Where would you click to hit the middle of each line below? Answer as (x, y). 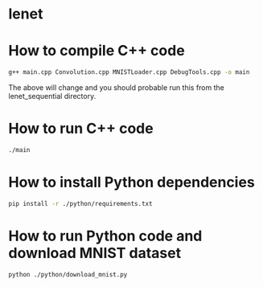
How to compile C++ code (97, 51)
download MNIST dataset (95, 253)
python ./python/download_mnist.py (68, 274)
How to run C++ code (81, 129)
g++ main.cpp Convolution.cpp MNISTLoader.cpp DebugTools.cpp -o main (129, 72)
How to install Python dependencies (131, 182)
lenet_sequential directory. (52, 96)
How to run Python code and (105, 236)
